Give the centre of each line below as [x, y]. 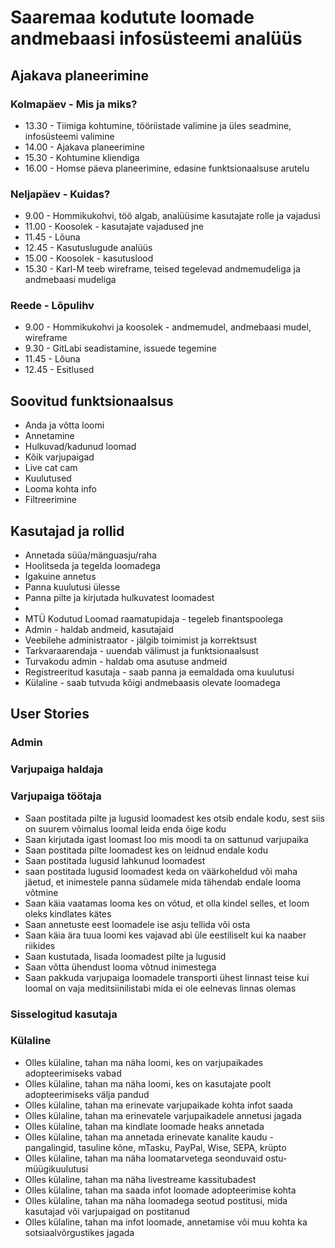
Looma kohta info [60, 489]
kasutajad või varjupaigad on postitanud [107, 1211]
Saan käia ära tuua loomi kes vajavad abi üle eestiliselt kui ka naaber [165, 935]
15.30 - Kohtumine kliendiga [82, 157]
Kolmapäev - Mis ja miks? [74, 104]
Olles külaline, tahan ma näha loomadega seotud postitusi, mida [156, 1200]
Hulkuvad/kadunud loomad [80, 447]
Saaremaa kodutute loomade [132, 17]
